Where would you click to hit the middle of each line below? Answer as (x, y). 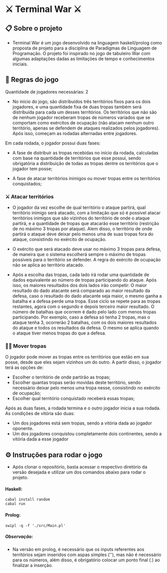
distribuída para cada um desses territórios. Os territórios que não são (84, 112)
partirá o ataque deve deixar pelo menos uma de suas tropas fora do (83, 234)
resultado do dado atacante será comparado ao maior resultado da (81, 290)
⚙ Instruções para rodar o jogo (54, 455)
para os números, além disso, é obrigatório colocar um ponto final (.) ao (86, 560)
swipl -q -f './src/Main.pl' (35, 525)
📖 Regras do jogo (32, 80)
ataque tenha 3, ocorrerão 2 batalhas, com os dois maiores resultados (84, 322)
